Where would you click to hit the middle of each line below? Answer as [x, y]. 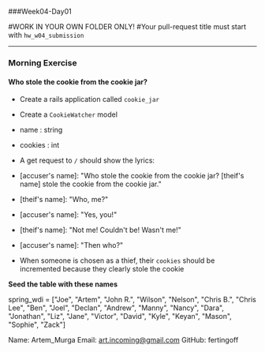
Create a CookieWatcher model [69, 114]
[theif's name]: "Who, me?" [64, 200]
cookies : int [39, 145]
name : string [41, 130]
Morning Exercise [43, 62]
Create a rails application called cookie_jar [90, 99]
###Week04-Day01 [40, 11]
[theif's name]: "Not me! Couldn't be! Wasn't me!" [100, 230]
